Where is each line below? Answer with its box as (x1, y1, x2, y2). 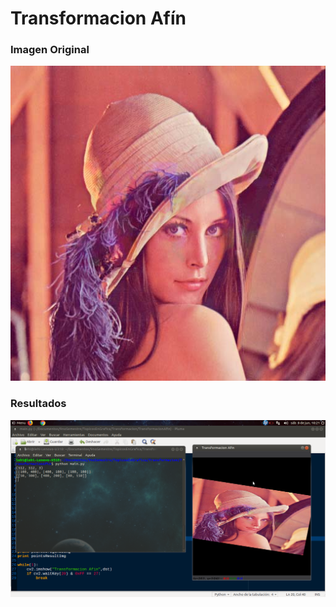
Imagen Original (10, 43, 90, 57)
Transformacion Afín (10, 7, 187, 30)
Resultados (10, 397, 67, 411)
